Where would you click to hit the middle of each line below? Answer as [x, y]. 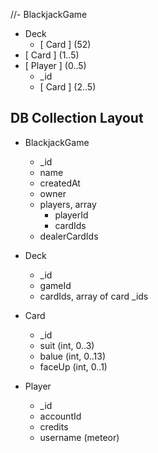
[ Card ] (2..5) [68, 87]
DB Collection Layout [77, 118]
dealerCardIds [69, 236]
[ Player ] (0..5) [55, 65]
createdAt [60, 183]
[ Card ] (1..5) [52, 55]
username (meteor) [79, 437]
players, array [68, 204]
